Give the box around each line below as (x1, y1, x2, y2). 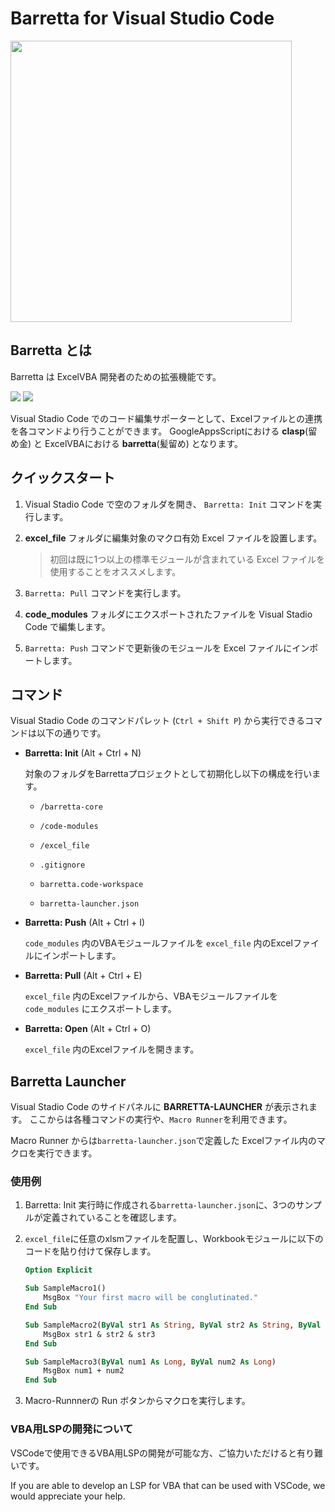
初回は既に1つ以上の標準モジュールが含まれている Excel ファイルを (49, 553, 326, 565)
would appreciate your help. (10, 1490, 126, 1502)
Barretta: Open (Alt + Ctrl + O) (24, 1023, 152, 1035)
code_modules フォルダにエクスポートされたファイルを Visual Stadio (24, 608, 313, 620)
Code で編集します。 (24, 620, 111, 632)
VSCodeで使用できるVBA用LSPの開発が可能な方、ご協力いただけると (10, 1447, 298, 1459)
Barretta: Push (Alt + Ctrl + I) (24, 917, 146, 929)
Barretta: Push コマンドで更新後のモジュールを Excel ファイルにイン (24, 642, 310, 654)
